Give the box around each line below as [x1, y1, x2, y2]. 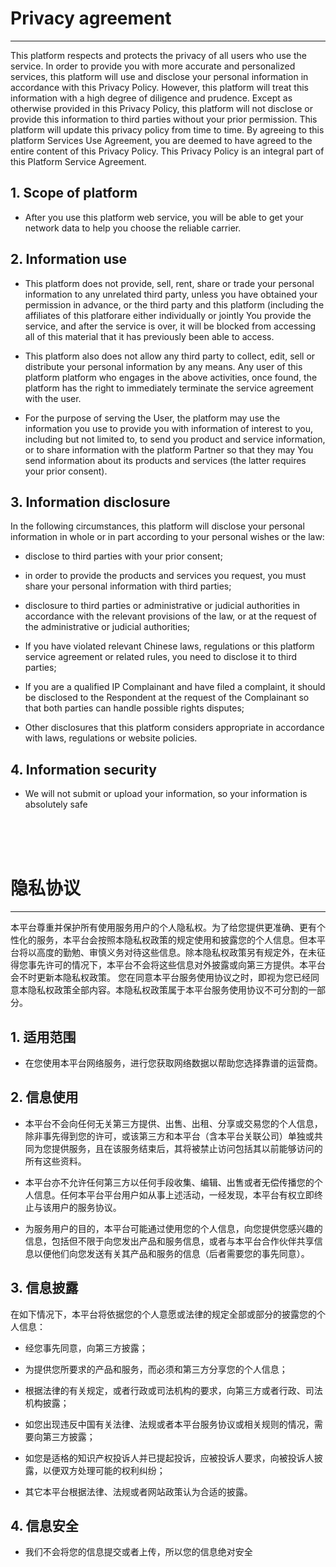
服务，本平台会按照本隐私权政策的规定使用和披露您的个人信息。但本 [36, 934, 317, 946]
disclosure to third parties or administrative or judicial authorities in [24, 600, 301, 612]
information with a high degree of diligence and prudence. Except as [10, 92, 293, 104]
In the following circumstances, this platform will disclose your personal [10, 520, 305, 532]
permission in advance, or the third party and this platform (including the [24, 298, 325, 311]
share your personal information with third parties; [24, 580, 232, 592]
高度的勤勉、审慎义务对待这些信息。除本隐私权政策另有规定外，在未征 [36, 947, 326, 959]
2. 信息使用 [10, 1089, 79, 1106]
